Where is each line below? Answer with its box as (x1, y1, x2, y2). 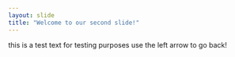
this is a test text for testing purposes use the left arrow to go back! (8, 40, 228, 49)
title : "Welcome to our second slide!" (8, 19, 140, 27)
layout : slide (8, 11, 55, 20)
